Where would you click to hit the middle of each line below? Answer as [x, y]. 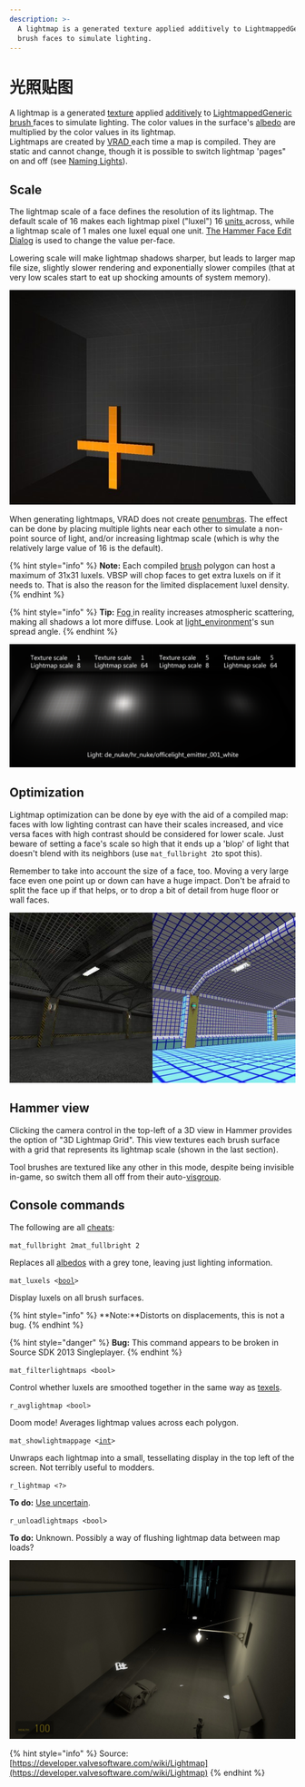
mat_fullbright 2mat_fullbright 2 [75, 1245]
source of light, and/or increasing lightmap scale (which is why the [155, 538]
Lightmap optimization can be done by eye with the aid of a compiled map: [149, 815]
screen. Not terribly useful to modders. [82, 1467]
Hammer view [49, 1108]
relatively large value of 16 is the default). [86, 548]
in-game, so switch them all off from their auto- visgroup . [115, 1177]
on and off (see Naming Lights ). [69, 161]
